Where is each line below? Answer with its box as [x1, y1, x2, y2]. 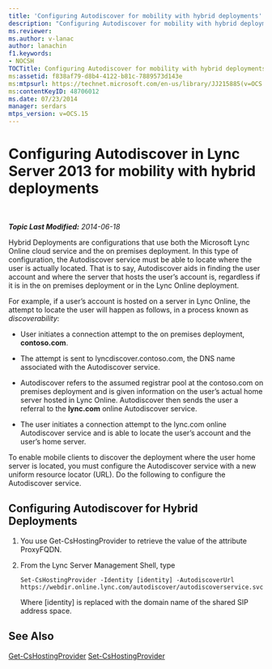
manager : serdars [8, 102, 67, 110]
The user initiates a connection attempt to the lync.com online [19, 419, 227, 429]
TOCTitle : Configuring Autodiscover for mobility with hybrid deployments [8, 65, 266, 73]
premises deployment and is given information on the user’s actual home [19, 386, 263, 396]
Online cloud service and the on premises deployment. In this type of [8, 246, 239, 255]
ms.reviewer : [8, 27, 53, 35]
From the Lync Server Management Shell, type [19, 560, 176, 570]
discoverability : [8, 313, 60, 323]
